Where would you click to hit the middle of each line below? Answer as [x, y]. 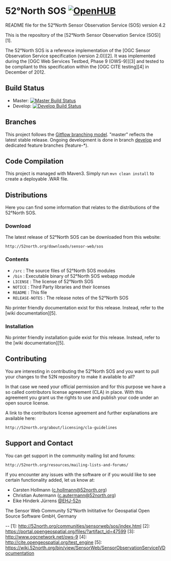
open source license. [27, 403]
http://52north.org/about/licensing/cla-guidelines [61, 428]
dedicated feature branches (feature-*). [47, 145]
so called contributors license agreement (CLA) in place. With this [74, 392]
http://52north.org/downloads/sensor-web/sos [54, 246]
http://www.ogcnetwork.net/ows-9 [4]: [46, 536]
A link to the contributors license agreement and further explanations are [81, 413]
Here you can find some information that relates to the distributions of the [82, 208]
